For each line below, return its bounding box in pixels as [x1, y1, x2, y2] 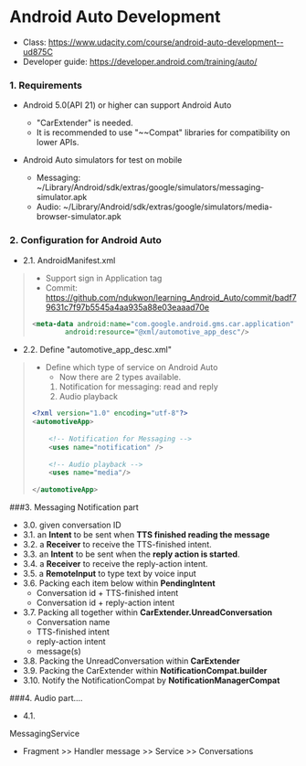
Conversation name [36, 617, 111, 628]
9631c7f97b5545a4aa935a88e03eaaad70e [45, 302, 210, 313]
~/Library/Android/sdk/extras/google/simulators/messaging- [36, 182, 265, 193]
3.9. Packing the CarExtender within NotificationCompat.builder [22, 665, 268, 676]
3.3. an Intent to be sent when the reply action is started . [22, 548, 240, 559]
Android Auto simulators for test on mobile [22, 154, 183, 165]
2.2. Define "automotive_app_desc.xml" [22, 345, 172, 356]
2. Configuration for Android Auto [9, 234, 163, 247]
